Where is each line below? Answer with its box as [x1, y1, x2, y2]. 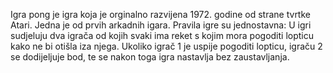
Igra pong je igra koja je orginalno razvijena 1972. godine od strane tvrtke [10, 9, 311, 20]
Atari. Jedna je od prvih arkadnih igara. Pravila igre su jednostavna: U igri [10, 19, 312, 31]
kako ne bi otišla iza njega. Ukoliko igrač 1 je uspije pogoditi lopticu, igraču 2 [10, 40, 323, 52]
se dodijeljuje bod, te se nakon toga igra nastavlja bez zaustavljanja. [10, 51, 290, 63]
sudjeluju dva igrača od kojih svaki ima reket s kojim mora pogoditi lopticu [10, 30, 315, 41]
